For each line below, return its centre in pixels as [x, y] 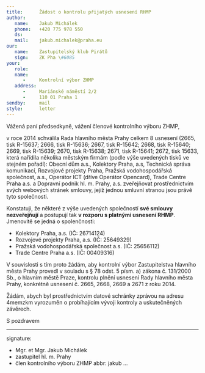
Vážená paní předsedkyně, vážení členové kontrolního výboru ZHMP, [93, 126]
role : [21, 69]
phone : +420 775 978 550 [49, 29]
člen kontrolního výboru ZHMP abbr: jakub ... [71, 363]
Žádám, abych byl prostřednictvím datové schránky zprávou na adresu [95, 296]
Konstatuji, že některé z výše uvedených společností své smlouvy [90, 208]
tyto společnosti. [27, 196]
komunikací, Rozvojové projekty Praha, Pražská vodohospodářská [89, 170]
